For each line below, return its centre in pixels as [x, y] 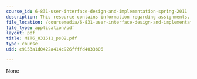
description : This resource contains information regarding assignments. [98, 17]
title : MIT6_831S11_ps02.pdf [42, 38]
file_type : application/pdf [40, 28]
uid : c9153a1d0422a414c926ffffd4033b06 [55, 49]
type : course [22, 44]
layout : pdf [21, 33]
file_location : [25, 22]
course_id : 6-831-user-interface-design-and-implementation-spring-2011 [97, 11]
